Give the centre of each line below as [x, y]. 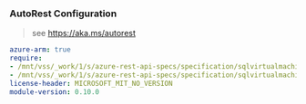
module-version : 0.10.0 [55, 92]
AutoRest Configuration [63, 14]
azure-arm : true [40, 50]
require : [26, 58]
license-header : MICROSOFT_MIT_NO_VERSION [91, 83]
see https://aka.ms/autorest [84, 33]
